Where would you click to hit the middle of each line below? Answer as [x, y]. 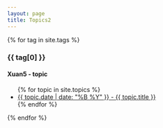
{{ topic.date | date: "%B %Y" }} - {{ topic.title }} [87, 97]
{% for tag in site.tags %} [44, 39]
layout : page [26, 13]
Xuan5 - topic [28, 74]
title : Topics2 [29, 20]
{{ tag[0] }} [26, 57]
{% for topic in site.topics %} [59, 89]
